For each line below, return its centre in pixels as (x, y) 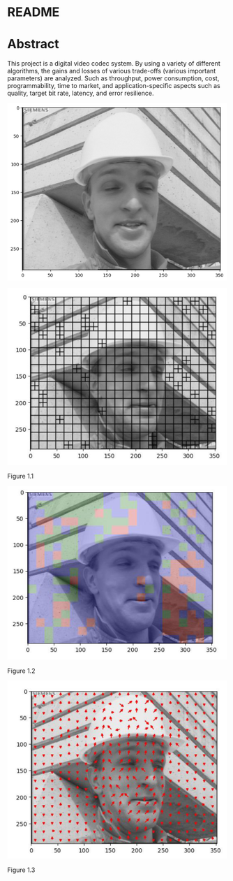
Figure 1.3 (21, 870)
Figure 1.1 (20, 476)
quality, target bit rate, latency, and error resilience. (81, 93)
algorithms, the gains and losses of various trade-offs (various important (112, 71)
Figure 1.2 (21, 671)
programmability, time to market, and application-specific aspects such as (114, 86)
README (33, 12)
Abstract (33, 44)
